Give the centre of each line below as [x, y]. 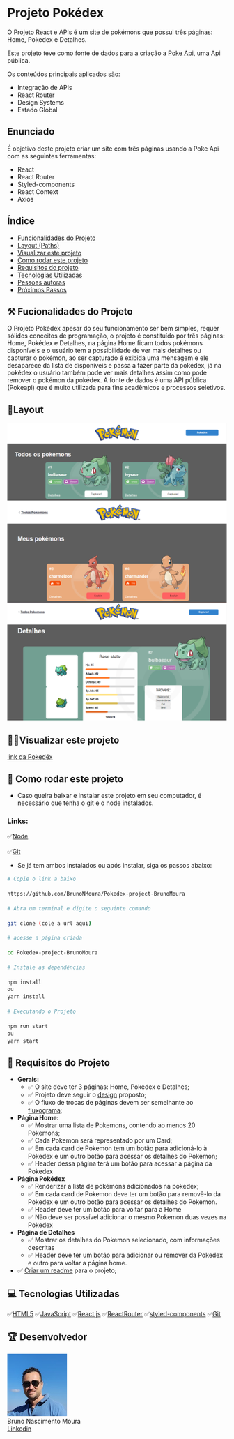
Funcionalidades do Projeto [56, 238]
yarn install [26, 997]
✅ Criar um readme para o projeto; [67, 1270]
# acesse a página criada [45, 938]
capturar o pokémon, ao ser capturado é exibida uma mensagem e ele [108, 358]
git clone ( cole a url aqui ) [49, 923]
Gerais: [28, 1080]
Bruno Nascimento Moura [44, 1421]
